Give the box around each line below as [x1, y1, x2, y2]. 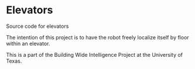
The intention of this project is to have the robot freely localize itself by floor [6, 34, 189, 41]
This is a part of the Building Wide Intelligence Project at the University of [6, 51, 183, 58]
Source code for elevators [6, 23, 69, 30]
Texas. [6, 57, 22, 64]
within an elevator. [6, 40, 50, 47]
